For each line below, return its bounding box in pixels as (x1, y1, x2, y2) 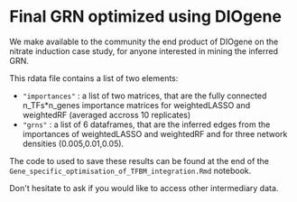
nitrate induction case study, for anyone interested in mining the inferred (9, 45, 278, 56)
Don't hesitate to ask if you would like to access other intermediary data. (9, 182, 279, 193)
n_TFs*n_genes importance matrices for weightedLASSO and (22, 99, 251, 110)
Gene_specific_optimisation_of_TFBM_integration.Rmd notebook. (9, 165, 252, 176)
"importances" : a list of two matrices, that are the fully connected (22, 90, 267, 101)
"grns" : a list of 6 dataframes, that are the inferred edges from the (22, 119, 271, 130)
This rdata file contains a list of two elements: (9, 72, 179, 83)
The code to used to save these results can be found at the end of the (9, 155, 269, 166)
